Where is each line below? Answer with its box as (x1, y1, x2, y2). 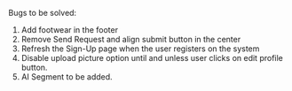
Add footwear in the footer (20, 25, 119, 34)
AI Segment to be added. (20, 72, 113, 82)
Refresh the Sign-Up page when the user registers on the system (20, 43, 260, 54)
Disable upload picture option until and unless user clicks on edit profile (20, 53, 283, 63)
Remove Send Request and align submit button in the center (20, 34, 241, 44)
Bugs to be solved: (8, 8, 77, 18)
